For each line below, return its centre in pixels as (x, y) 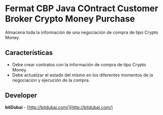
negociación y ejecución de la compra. (51, 80)
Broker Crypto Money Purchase (70, 19)
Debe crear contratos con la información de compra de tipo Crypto (79, 64)
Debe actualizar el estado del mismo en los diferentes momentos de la (82, 75)
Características (29, 53)
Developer (21, 96)
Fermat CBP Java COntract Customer (82, 9)
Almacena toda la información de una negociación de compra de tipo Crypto (82, 32)
